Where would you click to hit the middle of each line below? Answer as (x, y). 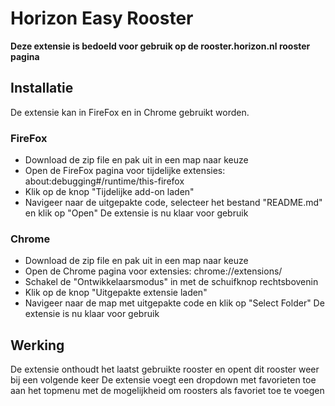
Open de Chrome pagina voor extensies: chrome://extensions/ (153, 271)
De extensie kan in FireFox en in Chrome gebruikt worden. (130, 112)
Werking (37, 345)
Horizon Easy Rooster (102, 18)
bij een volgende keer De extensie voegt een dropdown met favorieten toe (163, 380)
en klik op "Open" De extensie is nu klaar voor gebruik (136, 213)
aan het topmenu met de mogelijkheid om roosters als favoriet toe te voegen (167, 391)
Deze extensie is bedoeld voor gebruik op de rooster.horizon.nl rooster (160, 46)
